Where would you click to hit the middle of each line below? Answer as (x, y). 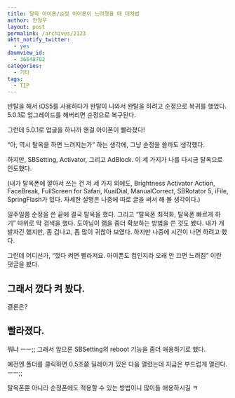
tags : (15, 79)
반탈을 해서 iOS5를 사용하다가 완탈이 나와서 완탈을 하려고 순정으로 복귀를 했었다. (117, 107)
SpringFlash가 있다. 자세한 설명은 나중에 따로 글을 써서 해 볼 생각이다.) (104, 200)
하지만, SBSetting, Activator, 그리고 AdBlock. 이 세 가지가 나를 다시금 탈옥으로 (115, 160)
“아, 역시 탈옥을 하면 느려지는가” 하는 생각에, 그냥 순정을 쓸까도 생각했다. (106, 145)
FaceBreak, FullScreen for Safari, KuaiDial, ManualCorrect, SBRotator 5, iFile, (118, 191)
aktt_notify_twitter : (39, 40)
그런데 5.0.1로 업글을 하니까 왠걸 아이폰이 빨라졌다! (76, 130)
